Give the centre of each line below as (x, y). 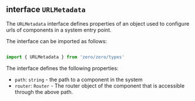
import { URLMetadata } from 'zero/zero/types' (65, 57)
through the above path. (44, 92)
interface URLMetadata (46, 10)
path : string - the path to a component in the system (78, 79)
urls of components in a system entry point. (59, 30)
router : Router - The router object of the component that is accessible (100, 86)
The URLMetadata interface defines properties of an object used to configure (98, 23)
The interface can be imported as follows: (57, 41)
